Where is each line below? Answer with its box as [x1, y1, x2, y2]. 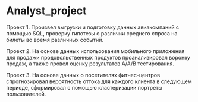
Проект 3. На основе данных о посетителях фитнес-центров [6, 71, 161, 78]
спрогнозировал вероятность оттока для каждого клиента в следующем [6, 78, 192, 85]
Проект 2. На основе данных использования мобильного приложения [6, 47, 185, 54]
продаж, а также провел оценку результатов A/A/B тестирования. [6, 60, 174, 67]
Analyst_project [6, 4, 87, 18]
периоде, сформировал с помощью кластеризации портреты [6, 84, 162, 91]
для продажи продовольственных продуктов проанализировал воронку [6, 54, 190, 61]
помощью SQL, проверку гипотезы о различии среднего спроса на [6, 29, 178, 37]
